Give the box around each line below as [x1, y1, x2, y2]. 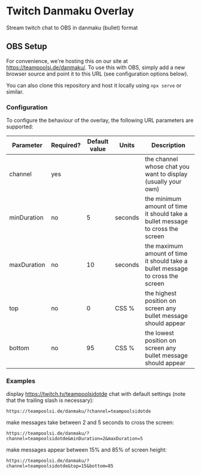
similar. [6, 88, 24, 95]
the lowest [145, 329, 175, 337]
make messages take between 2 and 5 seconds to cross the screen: [6, 419, 175, 426]
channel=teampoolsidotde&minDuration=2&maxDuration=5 [6, 436, 144, 442]
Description [151, 141, 185, 149]
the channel [145, 155, 178, 163]
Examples [6, 377, 36, 385]
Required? [50, 141, 81, 149]
